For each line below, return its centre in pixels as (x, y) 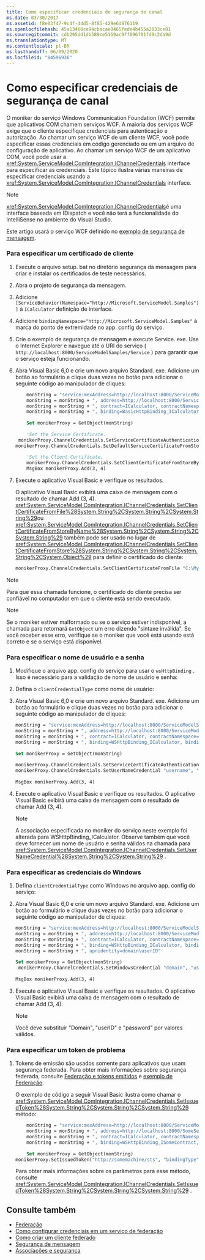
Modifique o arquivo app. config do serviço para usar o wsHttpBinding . (105, 671)
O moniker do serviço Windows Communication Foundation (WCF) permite (101, 117)
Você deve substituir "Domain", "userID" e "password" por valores (99, 1028)
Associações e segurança (48, 1251)
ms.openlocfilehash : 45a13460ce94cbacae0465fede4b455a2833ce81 (89, 29)
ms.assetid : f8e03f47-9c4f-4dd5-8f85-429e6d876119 (72, 23)
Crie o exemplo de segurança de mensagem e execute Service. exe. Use (107, 339)
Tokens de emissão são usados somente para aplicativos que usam (100, 1063)
